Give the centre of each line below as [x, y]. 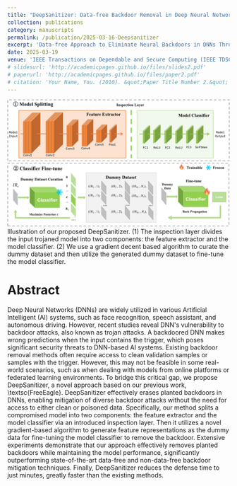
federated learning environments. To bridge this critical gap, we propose [113, 377]
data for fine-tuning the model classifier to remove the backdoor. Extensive [116, 437]
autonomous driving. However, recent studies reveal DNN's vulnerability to [116, 325]
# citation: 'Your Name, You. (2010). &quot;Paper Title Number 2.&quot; [118, 82]
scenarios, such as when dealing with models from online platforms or [127, 370]
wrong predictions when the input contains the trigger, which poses [105, 340]
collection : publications [45, 22]
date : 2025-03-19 [33, 52]
